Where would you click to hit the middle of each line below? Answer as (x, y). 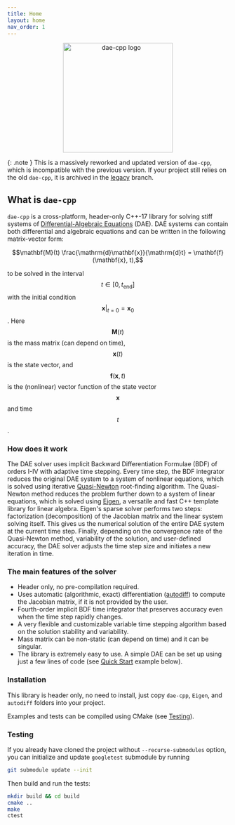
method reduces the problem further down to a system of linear (123, 494)
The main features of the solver (62, 572)
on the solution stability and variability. (73, 632)
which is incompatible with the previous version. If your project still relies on (117, 170)
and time (20, 409)
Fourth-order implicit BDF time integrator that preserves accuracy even (120, 609)
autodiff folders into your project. (56, 702)
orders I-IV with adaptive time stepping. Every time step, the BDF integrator (116, 472)
